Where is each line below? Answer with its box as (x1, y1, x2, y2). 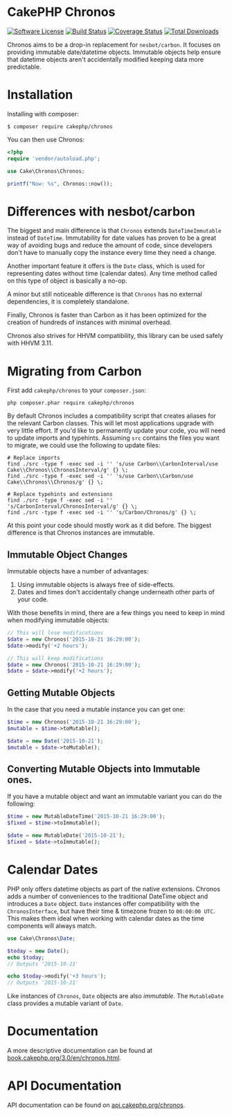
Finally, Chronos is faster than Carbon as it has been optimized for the (7, 311, 207, 319)
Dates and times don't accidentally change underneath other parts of (17, 588, 215, 596)
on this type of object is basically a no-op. (7, 276, 127, 285)
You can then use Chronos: (7, 135, 85, 143)
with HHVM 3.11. (7, 339, 53, 347)
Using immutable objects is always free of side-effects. (17, 581, 175, 589)
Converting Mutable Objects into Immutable (7, 763, 201, 775)
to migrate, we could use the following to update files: (7, 441, 161, 450)
